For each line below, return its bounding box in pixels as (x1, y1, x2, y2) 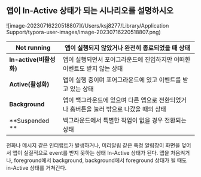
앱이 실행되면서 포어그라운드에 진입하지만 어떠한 (62, 55, 191, 64)
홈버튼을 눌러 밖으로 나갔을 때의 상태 (69, 104, 166, 113)
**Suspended (9, 116, 50, 125)
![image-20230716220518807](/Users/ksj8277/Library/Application (6, 22, 169, 29)
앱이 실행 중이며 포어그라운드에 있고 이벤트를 (62, 76, 181, 84)
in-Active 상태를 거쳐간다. (6, 164, 67, 171)
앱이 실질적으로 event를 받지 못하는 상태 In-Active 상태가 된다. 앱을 (12, 149, 169, 156)
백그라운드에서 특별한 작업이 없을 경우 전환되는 (62, 116, 187, 124)
